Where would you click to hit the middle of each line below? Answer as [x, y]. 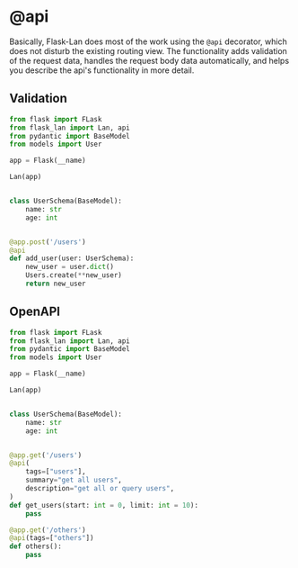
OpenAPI [35, 312]
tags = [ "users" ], [56, 472]
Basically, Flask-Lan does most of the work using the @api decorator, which [148, 41]
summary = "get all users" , [74, 480]
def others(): [36, 546]
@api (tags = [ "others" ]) [52, 538]
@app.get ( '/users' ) [46, 455]
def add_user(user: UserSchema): [72, 258]
